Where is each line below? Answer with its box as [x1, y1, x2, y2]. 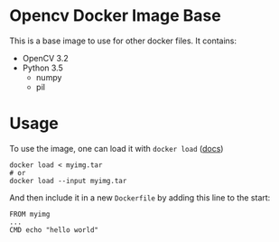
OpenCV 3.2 [22, 52, 70, 63]
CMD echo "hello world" [9, 225, 99, 235]
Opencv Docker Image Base [9, 5, 221, 26]
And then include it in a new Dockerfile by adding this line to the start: [9, 191, 271, 203]
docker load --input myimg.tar [9, 176, 127, 185]
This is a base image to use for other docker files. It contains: [9, 35, 237, 46]
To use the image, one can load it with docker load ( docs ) [9, 143, 224, 154]
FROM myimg [9, 209, 51, 219]
